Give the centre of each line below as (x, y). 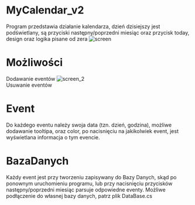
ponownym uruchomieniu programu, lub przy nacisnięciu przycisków (89, 183)
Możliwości (35, 63)
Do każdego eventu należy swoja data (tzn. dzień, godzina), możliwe (89, 125)
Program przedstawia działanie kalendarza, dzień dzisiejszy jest (83, 26)
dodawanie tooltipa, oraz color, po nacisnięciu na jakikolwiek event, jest (92, 131)
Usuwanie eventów (29, 85)
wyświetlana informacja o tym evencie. (53, 137)
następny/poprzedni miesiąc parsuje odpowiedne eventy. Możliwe (86, 189)
